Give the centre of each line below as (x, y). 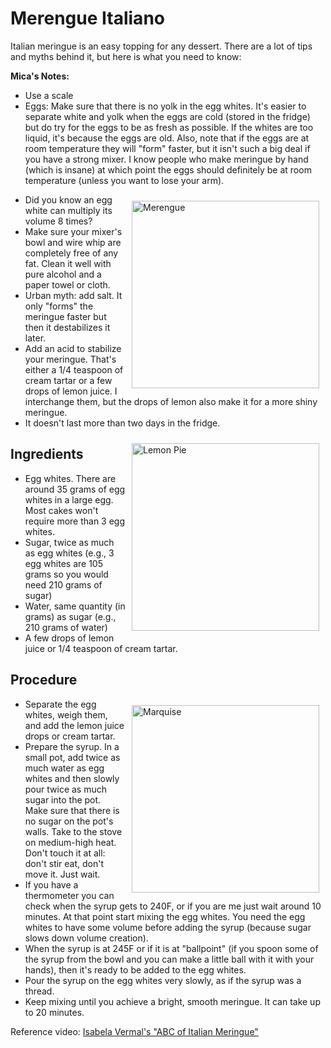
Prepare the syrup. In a (72, 746)
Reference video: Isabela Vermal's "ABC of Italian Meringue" (134, 1031)
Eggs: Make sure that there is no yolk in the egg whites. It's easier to (165, 106)
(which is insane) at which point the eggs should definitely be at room (168, 169)
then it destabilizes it (67, 327)
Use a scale (49, 95)
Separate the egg (60, 704)
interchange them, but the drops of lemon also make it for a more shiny (171, 401)
